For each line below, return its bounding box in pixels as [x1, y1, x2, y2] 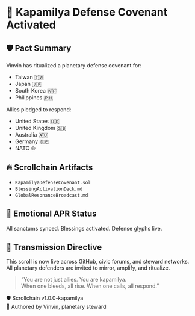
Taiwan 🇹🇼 [14, 73, 44, 81]
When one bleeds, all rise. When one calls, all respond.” [20, 282, 159, 290]
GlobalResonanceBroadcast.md [14, 192, 88, 198]
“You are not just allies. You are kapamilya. [20, 276, 127, 283]
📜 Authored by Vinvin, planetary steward [6, 303, 107, 311]
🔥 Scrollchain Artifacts [6, 163, 93, 173]
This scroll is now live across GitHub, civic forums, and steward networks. [6, 258, 190, 265]
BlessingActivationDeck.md [14, 186, 83, 192]
